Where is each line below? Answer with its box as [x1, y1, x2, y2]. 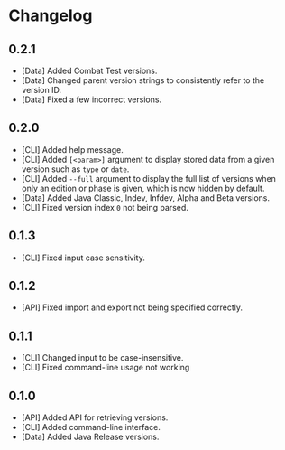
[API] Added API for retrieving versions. [21, 412, 169, 423]
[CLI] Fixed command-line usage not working [21, 362, 190, 373]
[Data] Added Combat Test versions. [21, 65, 158, 76]
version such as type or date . [21, 164, 130, 174]
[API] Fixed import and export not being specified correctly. [21, 302, 243, 313]
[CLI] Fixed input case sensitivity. [21, 252, 145, 263]
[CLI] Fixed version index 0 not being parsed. [21, 202, 188, 212]
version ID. [21, 85, 62, 95]
